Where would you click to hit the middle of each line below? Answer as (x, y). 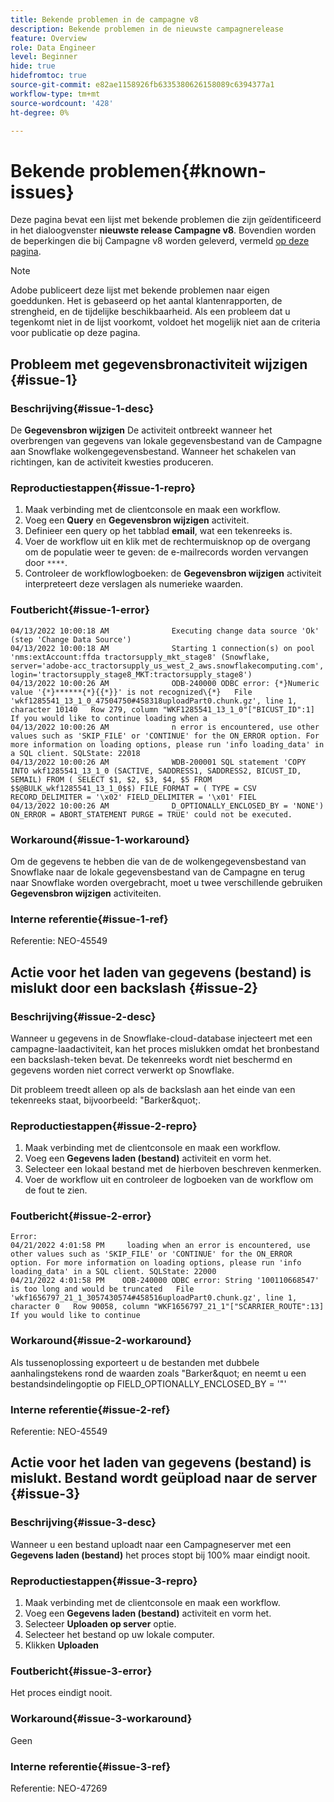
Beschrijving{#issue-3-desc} (83, 1523)
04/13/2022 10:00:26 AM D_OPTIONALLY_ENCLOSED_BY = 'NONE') (167, 806)
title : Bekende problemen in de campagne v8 (104, 19)
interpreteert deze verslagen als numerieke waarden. (134, 584)
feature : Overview (48, 38)
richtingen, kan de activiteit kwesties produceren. (112, 462)
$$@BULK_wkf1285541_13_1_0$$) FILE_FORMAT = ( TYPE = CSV (133, 788)
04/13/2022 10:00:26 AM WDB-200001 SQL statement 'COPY (158, 762)
